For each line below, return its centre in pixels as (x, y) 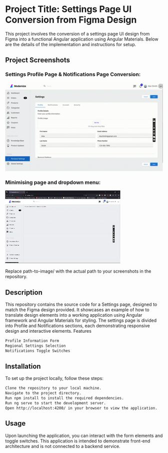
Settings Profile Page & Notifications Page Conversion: (73, 75)
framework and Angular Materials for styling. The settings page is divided (81, 320)
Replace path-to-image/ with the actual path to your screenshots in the (78, 271)
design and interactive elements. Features (48, 331)
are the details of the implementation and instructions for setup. (71, 44)
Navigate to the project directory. (43, 393)
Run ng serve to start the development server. (56, 403)
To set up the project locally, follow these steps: (54, 378)
